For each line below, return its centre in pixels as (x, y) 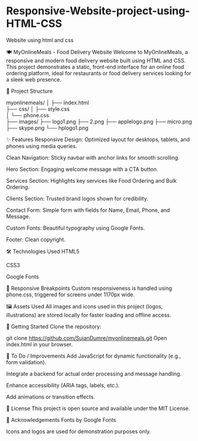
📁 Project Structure (29, 91)
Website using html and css (40, 40)
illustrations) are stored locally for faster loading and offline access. (89, 315)
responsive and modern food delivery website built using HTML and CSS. (96, 60)
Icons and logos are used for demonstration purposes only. (79, 431)
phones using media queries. (42, 146)
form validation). (26, 362)
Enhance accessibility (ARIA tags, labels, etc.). (63, 385)
